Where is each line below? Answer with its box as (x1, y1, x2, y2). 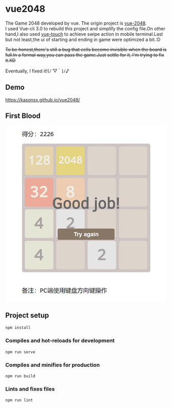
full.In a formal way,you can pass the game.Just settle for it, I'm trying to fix (5, 52, 165, 58)
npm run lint (5, 398, 33, 403)
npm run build (5, 373, 36, 379)
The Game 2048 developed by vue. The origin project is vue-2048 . (5, 20, 147, 26)
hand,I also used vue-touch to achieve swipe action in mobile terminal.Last (5, 31, 163, 37)
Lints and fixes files (5, 385, 55, 393)
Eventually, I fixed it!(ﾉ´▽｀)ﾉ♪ (5, 68, 70, 74)
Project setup (5, 311, 50, 320)
